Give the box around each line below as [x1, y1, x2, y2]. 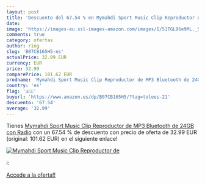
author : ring [6, 43, 40, 49]
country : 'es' [6, 83, 43, 89]
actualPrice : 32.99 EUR [6, 54, 67, 60]
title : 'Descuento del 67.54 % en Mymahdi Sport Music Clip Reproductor [6, 15, 195, 21]
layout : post [6, 9, 40, 15]
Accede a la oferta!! [6, 171, 56, 179]
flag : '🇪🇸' [6, 88, 37, 94]
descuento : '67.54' [6, 99, 56, 105]
